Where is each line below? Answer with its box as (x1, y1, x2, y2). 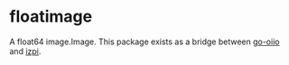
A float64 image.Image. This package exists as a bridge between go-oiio (9, 36, 280, 47)
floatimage (9, 6, 93, 27)
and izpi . (9, 45, 42, 56)
